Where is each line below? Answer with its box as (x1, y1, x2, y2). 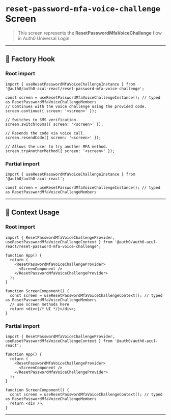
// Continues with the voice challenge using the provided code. (5, 104, 147, 109)
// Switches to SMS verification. (5, 117, 79, 122)
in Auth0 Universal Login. (17, 35, 71, 41)
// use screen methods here (10, 302, 70, 307)
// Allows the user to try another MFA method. (5, 144, 108, 149)
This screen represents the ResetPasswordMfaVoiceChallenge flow (17, 30, 162, 36)
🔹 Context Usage (5, 208, 60, 217)
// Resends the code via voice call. (5, 130, 85, 136)
